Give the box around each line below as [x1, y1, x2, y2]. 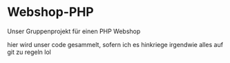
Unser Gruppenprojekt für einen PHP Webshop [7, 27, 141, 35]
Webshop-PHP [7, 4, 95, 20]
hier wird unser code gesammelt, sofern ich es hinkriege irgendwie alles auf [7, 40, 223, 48]
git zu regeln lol [7, 48, 52, 56]
